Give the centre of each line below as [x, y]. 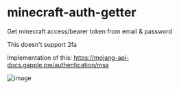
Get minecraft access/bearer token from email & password [90, 31]
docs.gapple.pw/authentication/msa [58, 65]
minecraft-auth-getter [72, 13]
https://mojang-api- [102, 57]
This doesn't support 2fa [42, 44]
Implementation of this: [40, 57]
